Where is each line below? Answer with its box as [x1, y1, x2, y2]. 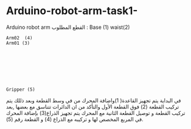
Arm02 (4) [6, 35, 33, 41]
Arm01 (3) [6, 40, 31, 46]
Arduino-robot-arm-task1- [6, 4, 138, 18]
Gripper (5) [6, 87, 35, 92]
